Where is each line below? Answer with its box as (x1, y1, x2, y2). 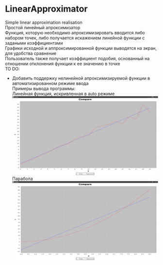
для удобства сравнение (5, 50, 57, 56)
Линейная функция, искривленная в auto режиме (12, 91, 115, 97)
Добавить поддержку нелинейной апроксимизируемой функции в (12, 75, 150, 81)
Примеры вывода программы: (12, 85, 76, 91)
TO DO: (5, 66, 20, 71)
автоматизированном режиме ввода (12, 80, 89, 86)
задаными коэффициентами (5, 40, 63, 46)
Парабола (12, 176, 33, 182)
